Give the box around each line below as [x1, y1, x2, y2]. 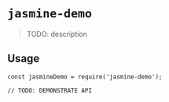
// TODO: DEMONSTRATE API [7, 86, 92, 94]
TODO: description [26, 29, 88, 38]
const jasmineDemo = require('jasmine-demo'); [7, 73, 163, 81]
